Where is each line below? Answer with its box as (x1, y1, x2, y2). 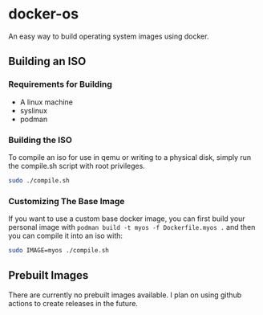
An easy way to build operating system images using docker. (8, 31, 209, 41)
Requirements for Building (8, 79, 112, 90)
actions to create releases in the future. (8, 298, 139, 308)
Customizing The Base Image (8, 195, 125, 207)
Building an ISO (8, 55, 87, 68)
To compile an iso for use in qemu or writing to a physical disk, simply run (8, 152, 252, 162)
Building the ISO (8, 134, 72, 145)
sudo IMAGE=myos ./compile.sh (8, 247, 110, 255)
